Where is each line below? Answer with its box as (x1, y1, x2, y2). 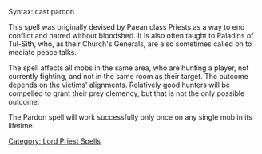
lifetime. (8, 121, 35, 130)
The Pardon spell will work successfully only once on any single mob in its (8, 113, 253, 122)
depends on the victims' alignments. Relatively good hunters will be (8, 80, 230, 89)
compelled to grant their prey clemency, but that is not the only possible (8, 89, 245, 98)
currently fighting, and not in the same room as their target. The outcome (8, 72, 249, 81)
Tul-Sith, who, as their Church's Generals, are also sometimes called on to (8, 39, 252, 49)
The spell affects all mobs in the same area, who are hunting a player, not (8, 63, 249, 73)
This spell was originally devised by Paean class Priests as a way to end (8, 22, 245, 31)
